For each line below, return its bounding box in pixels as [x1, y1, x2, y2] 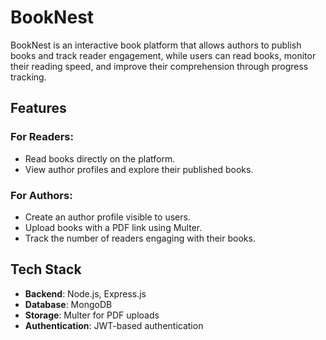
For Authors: [10, 188, 73, 202]
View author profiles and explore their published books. [24, 163, 254, 175]
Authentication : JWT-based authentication [24, 319, 204, 331]
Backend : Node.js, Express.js [24, 287, 147, 300]
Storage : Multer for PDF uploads [24, 309, 160, 321]
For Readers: [10, 130, 74, 144]
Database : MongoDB [24, 298, 113, 310]
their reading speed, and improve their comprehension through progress [10, 60, 309, 72]
